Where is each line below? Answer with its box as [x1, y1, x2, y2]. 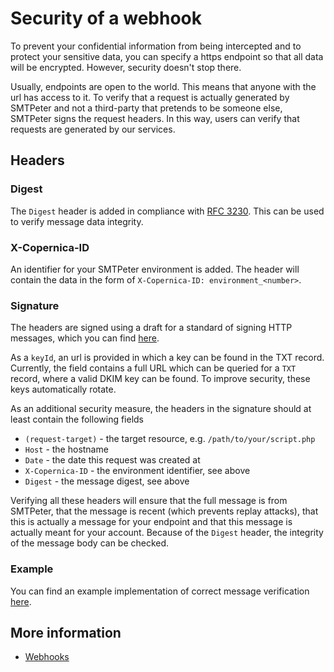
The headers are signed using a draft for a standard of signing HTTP [10, 322, 293, 334]
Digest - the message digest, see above [24, 475, 190, 487]
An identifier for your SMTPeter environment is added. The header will [10, 263, 300, 275]
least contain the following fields [10, 413, 145, 426]
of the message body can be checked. [10, 537, 170, 549]
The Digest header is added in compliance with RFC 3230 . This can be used [10, 205, 325, 217]
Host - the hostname [24, 443, 109, 456]
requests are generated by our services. [10, 123, 176, 135]
